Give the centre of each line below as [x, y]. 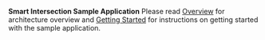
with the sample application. [55, 28]
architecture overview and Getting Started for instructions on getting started [133, 20]
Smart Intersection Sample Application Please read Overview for [117, 11]
